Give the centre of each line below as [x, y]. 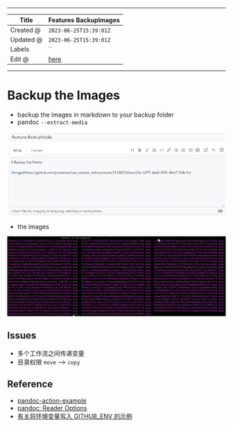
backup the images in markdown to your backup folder [96, 115]
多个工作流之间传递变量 [51, 353]
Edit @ [19, 59]
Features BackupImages [84, 20]
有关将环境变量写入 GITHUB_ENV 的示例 [75, 417]
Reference [30, 384]
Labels [20, 49]
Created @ [25, 30]
